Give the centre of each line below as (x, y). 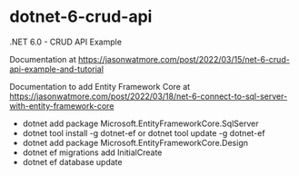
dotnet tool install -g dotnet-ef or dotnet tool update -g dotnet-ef (144, 132)
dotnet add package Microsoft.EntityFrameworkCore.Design (135, 142)
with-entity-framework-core (62, 105)
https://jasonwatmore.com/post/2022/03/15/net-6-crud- (184, 59)
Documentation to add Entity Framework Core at (100, 86)
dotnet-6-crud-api (81, 17)
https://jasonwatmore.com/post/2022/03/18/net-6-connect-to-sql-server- (149, 96)
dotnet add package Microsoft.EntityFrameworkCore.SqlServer (140, 123)
